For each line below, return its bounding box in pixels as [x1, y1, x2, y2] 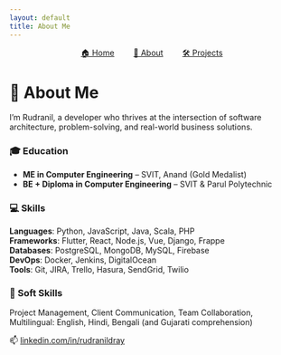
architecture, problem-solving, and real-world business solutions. [9, 121, 253, 132]
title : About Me [9, 22, 70, 31]
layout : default [9, 13, 70, 23]
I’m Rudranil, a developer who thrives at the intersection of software [9, 112, 262, 123]
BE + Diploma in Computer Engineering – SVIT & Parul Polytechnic [22, 178, 273, 189]
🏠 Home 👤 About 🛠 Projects [80, 47, 223, 58]
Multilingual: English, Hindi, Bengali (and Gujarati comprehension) [9, 317, 253, 328]
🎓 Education [9, 145, 69, 158]
